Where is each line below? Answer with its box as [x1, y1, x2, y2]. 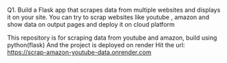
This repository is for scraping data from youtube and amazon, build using [7, 34, 217, 42]
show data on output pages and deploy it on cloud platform [7, 21, 175, 28]
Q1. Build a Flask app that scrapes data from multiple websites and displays [7, 6, 221, 14]
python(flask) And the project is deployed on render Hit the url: [7, 41, 186, 49]
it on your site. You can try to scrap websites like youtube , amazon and [7, 13, 210, 21]
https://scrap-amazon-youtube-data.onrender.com [7, 48, 151, 56]
